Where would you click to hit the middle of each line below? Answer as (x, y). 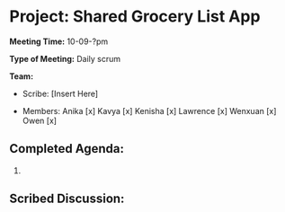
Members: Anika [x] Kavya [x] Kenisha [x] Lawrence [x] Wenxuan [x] (149, 110)
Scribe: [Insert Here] (60, 93)
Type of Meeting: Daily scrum (65, 58)
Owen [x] (39, 120)
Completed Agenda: (67, 149)
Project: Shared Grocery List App (135, 17)
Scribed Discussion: (67, 199)
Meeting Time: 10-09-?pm (59, 41)
